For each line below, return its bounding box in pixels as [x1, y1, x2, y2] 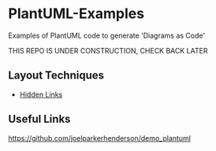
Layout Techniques [8, 68, 105, 83]
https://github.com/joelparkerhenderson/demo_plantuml [8, 133, 192, 142]
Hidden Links [19, 90, 63, 99]
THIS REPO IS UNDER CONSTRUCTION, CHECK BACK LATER [8, 46, 208, 55]
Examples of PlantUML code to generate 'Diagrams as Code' [8, 31, 206, 40]
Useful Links [8, 112, 71, 126]
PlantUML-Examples [8, 5, 144, 23]
